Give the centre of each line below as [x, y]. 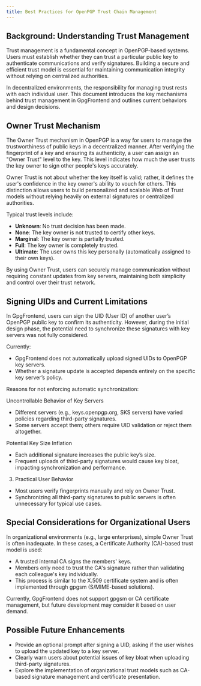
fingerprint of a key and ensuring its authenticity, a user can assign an [92, 153]
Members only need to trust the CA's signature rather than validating [100, 568]
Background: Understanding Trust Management [98, 36]
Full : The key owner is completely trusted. [67, 245]
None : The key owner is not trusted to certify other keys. [85, 232]
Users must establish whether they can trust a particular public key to [92, 57]
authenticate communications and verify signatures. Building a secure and [98, 63]
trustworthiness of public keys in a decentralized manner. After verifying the [100, 147]
